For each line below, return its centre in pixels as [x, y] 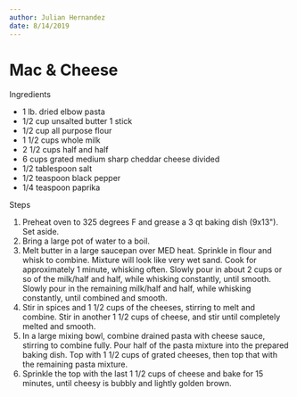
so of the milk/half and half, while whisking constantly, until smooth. [147, 279]
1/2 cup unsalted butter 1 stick [77, 121]
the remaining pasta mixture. [74, 364]
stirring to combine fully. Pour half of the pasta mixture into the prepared [155, 345]
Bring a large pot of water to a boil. [86, 241]
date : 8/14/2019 [39, 26]
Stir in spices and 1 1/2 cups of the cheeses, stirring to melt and [139, 308]
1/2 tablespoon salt [57, 169]
